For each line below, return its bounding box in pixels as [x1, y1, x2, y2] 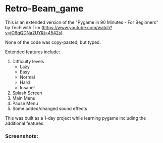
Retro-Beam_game [5, 3, 84, 14]
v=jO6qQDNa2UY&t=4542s [5, 30, 61, 36]
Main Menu [12, 95, 36, 101]
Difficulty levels [12, 58, 44, 64]
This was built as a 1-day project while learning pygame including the [5, 115, 146, 121]
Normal [19, 74, 35, 80]
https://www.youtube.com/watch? [43, 24, 112, 30]
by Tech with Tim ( [5, 24, 43, 30]
